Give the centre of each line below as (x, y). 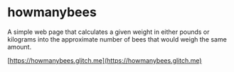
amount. (20, 47)
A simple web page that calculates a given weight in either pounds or (108, 32)
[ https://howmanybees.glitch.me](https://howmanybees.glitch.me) (105, 60)
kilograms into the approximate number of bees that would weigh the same (117, 39)
